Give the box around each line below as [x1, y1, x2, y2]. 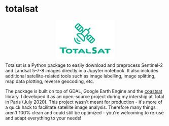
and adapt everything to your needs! [5, 115, 82, 121]
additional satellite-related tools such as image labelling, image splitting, [5, 73, 156, 79]
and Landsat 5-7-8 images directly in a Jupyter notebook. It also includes [5, 67, 159, 73]
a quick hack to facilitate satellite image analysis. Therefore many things [5, 104, 156, 110]
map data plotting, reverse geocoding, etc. [5, 78, 94, 84]
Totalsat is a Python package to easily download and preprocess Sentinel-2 [5, 62, 163, 68]
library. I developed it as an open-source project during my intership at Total [5, 93, 164, 99]
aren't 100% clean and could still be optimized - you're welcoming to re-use [5, 109, 164, 115]
